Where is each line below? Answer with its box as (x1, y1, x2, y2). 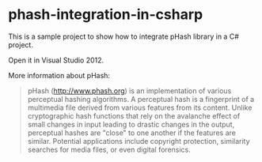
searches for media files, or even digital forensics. (27, 145, 192, 154)
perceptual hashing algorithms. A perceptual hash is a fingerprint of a (27, 94, 255, 104)
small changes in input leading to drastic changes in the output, (27, 119, 235, 129)
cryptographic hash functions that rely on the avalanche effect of (27, 111, 241, 120)
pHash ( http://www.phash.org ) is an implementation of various (27, 85, 232, 96)
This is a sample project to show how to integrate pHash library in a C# (8, 32, 240, 41)
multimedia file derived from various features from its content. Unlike (27, 103, 253, 112)
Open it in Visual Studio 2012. (8, 55, 104, 65)
